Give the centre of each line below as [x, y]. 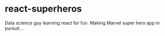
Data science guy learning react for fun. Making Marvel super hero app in [82, 23]
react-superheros [44, 9]
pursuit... [14, 28]
